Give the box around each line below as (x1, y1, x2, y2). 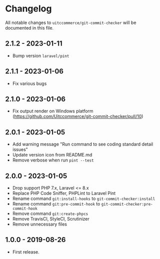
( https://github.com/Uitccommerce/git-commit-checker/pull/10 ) (12, 113, 143, 119)
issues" (12, 146, 28, 152)
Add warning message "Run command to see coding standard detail (12, 141, 153, 147)
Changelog (5, 3, 52, 14)
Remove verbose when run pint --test (12, 157, 94, 163)
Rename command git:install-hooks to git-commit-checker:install (12, 195, 155, 201)
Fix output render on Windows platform (12, 108, 93, 114)
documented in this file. (5, 24, 54, 30)
